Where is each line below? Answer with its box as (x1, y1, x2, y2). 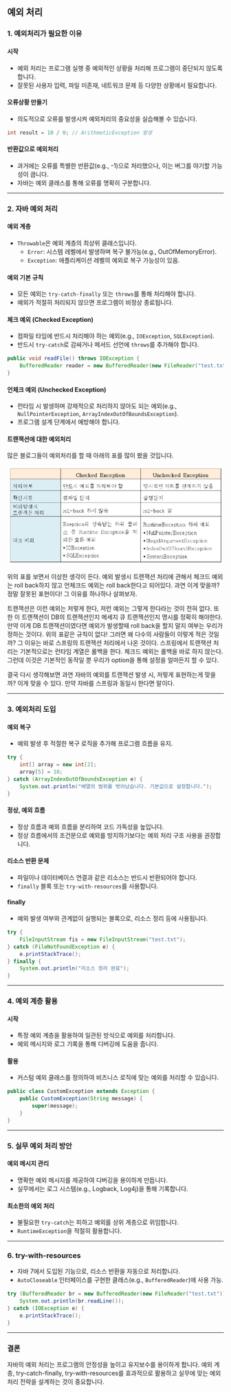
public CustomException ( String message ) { (19, 1096, 143, 1102)
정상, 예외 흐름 (7, 806, 46, 814)
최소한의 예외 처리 (7, 1201, 55, 1210)
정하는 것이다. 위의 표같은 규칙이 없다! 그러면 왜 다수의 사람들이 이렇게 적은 (7, 630, 207, 638)
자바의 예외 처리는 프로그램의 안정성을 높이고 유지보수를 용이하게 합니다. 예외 (7, 1360, 213, 1369)
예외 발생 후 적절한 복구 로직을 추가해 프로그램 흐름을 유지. (16, 739, 173, 748)
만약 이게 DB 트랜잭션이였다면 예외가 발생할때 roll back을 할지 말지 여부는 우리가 (7, 622, 223, 630)
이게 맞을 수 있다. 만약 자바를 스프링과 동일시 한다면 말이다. (16, 679, 175, 688)
